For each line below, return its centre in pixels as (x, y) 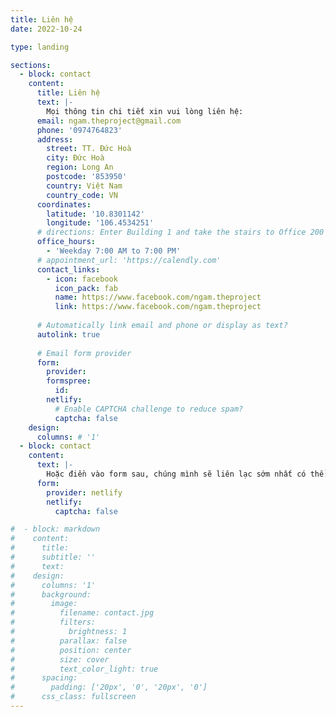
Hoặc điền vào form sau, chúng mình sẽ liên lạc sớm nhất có (176, 474)
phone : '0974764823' (79, 130)
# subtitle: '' (53, 557)
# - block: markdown (55, 529)
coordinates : (64, 204)
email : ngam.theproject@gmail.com (109, 121)
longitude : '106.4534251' (100, 223)
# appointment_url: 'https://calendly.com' (129, 260)
